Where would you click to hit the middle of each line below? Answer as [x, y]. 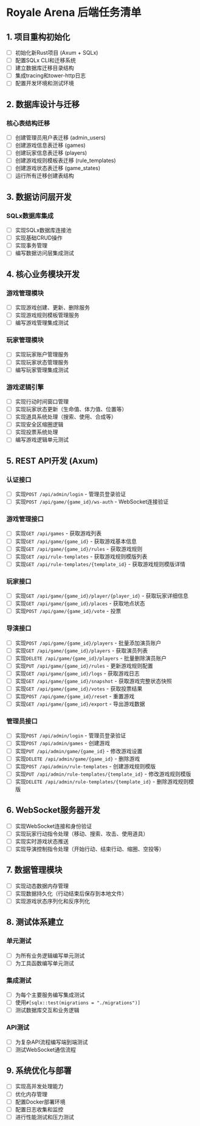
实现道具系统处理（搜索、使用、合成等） [66, 417]
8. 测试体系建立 [35, 922]
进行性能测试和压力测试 [44, 1117]
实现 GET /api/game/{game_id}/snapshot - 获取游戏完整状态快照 [93, 681]
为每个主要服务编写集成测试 [50, 995]
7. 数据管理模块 [34, 870]
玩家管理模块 [25, 340]
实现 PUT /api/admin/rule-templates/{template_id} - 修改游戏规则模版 [103, 774]
